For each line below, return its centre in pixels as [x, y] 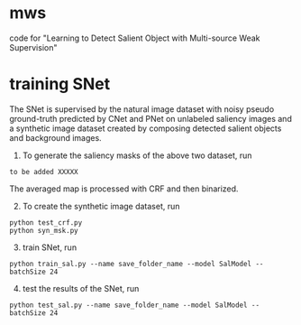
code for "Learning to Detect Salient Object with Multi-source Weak [135, 38]
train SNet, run [50, 247]
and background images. [55, 137]
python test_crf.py [46, 223]
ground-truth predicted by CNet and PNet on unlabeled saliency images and [151, 118]
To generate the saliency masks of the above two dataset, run [137, 155]
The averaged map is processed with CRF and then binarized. [124, 189]
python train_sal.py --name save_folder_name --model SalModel [131, 264]
